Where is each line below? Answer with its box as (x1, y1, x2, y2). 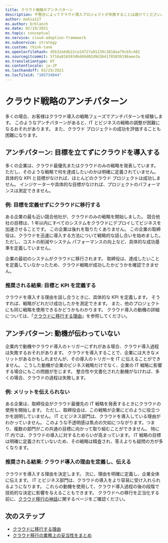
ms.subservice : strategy (5, 40, 57, 45)
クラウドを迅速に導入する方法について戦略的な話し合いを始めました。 (18, 232, 163, 238)
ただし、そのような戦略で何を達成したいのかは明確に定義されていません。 (5, 168, 159, 174)
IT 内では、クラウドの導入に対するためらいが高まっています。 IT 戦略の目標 (5, 432, 161, 438)
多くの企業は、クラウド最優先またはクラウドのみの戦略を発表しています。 (5, 162, 159, 168)
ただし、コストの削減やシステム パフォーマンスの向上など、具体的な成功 (5, 239, 155, 245)
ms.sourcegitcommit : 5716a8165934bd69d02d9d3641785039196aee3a (5, 54, 140, 59)
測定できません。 (18, 188, 54, 194)
